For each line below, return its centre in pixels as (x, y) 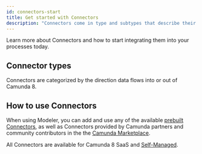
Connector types (39, 66)
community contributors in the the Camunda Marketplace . (78, 133)
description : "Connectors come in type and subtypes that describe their (101, 23)
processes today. (28, 47)
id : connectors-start (34, 12)
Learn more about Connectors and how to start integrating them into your (98, 40)
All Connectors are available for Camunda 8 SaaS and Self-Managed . (92, 145)
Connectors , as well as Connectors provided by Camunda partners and (95, 127)
